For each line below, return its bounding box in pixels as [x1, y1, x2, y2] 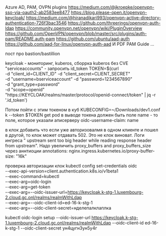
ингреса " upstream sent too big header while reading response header [5, 137, 152, 143]
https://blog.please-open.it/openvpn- [71, 9, 147, 15]
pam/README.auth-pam [5, 36, 55, 42]
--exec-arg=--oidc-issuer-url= [5, 189, 68, 195]
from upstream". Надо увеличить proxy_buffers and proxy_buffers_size [5, 143, 151, 148]
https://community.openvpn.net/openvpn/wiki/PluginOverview [15, 25, 143, 31]
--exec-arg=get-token [5, 184, 51, 190]
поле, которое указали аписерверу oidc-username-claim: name [5, 118, 139, 123]
